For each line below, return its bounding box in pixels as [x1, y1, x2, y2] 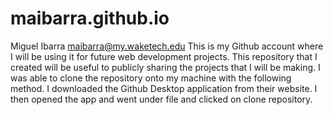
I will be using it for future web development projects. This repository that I [10, 50, 318, 62]
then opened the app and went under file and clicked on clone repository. [10, 93, 313, 105]
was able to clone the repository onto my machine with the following [10, 72, 292, 84]
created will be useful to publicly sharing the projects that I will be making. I [10, 61, 321, 73]
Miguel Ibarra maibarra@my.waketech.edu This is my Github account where [10, 40, 324, 52]
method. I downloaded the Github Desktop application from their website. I [10, 82, 318, 94]
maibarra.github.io [10, 7, 170, 30]
